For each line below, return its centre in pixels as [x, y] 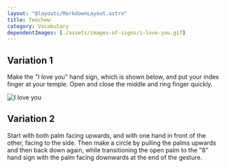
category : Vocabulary [38, 26]
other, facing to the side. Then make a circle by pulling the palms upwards [112, 143]
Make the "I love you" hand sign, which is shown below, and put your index [113, 77]
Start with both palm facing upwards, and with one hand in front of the [106, 135]
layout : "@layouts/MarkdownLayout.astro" [67, 13]
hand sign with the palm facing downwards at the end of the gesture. [105, 157]
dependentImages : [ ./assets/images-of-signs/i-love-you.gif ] [97, 33]
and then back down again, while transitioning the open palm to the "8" [108, 150]
